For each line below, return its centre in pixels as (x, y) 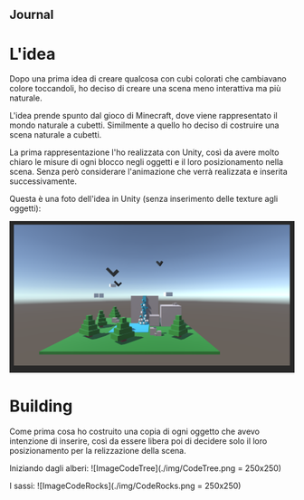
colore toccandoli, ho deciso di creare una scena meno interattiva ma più (145, 89)
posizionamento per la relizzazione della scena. (98, 450)
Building (41, 406)
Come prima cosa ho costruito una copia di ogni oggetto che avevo (135, 431)
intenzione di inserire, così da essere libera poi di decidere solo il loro (138, 441)
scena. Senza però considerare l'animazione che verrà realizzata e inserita (148, 172)
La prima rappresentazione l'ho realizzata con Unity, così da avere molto (144, 152)
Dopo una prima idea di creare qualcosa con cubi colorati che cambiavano (148, 79)
